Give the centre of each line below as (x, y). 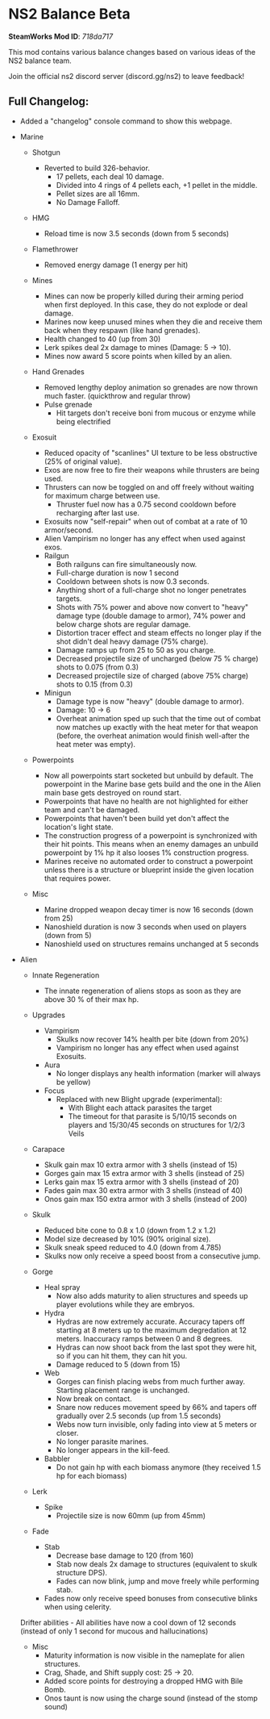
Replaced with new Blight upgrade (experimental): (139, 1099)
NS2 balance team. (40, 60)
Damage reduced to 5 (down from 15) (118, 1364)
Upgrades (49, 1015)
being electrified (83, 421)
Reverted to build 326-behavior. (97, 168)
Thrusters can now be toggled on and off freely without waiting (149, 487)
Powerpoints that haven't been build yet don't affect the (137, 818)
